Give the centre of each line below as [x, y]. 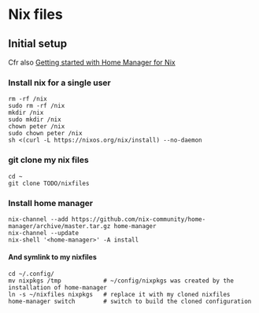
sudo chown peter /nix [45, 134]
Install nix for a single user [60, 83]
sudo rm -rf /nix [37, 106]
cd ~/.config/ [31, 274]
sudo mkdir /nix [35, 120]
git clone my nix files [48, 160]
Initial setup [38, 44]
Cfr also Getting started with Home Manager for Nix [92, 62]
